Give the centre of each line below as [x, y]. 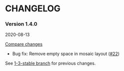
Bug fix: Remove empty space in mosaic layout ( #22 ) [66, 54]
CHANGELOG [33, 9]
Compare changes [24, 44]
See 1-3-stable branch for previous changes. [50, 63]
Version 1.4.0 [21, 24]
